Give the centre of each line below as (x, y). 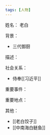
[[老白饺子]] (24, 121)
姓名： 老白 (17, 25)
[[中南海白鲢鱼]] (29, 127)
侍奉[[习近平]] (27, 78)
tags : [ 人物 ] (18, 10)
